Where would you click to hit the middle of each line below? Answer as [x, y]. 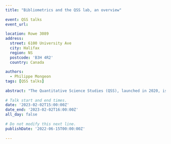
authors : [15, 72]
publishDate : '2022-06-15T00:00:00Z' [45, 129]
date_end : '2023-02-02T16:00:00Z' [42, 110]
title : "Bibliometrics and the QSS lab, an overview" [64, 10]
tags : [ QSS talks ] [25, 81]
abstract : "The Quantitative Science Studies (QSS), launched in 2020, [83, 91]
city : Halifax [25, 48]
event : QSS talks [24, 19]
